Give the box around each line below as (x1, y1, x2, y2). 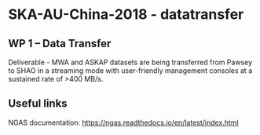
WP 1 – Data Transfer (8, 37, 112, 50)
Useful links (8, 97, 68, 111)
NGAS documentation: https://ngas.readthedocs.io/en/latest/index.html (8, 118, 239, 127)
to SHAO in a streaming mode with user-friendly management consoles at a (8, 66, 253, 75)
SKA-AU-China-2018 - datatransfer (8, 5, 244, 24)
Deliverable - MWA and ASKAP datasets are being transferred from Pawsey (8, 57, 253, 67)
